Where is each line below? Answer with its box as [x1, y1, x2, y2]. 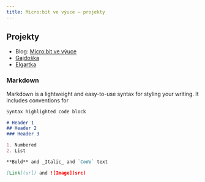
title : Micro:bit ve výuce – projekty [6, 9, 105, 15]
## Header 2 [6, 125, 37, 132]
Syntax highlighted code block [6, 108, 86, 115]
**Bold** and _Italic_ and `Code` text [6, 159, 108, 165]
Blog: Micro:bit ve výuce [15, 48, 77, 55]
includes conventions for [6, 96, 69, 104]
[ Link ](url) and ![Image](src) [6, 170, 86, 176]
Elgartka [15, 61, 37, 68]
